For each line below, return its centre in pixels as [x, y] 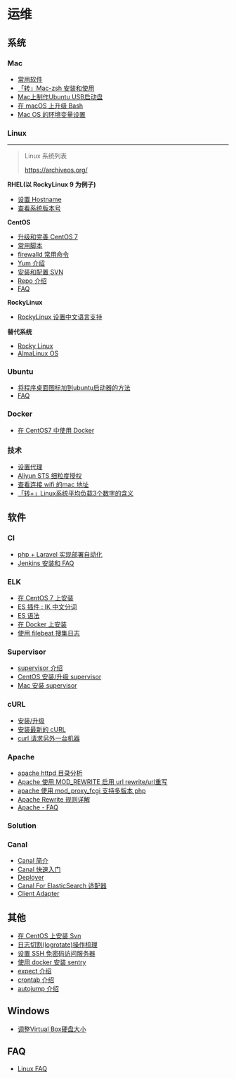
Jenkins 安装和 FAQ [46, 563]
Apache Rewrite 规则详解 [53, 799]
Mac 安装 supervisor [47, 686]
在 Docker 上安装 [42, 624]
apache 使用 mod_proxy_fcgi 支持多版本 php [81, 790]
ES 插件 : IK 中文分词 [47, 607]
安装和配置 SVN [40, 272]
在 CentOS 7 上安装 [45, 598]
